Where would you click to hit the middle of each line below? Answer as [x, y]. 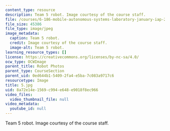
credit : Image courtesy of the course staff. [59, 43]
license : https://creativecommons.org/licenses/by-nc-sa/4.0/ [72, 57]
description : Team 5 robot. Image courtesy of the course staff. [75, 15]
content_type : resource [30, 10]
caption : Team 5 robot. [35, 38]
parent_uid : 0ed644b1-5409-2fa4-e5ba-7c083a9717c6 [60, 76]
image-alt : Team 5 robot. [37, 48]
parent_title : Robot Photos [35, 66]
